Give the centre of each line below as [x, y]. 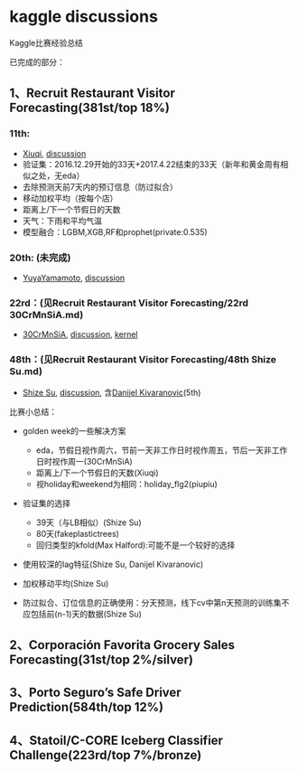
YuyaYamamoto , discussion [74, 277]
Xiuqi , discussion [54, 153]
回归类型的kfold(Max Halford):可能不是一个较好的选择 [135, 545]
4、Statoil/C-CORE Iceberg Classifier [116, 740]
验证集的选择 [46, 503]
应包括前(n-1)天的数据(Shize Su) [82, 614]
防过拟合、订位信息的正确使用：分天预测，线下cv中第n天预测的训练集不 [156, 602]
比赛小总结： [33, 411]
